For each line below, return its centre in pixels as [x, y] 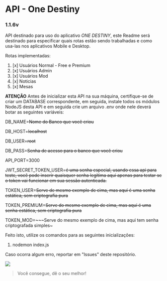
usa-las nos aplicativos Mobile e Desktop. [48, 46]
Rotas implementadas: [28, 56]
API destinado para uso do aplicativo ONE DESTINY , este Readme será [78, 35]
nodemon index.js [31, 245]
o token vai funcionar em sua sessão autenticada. [56, 181]
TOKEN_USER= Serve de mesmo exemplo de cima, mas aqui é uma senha [80, 190]
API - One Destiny [42, 9]
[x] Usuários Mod [30, 76]
